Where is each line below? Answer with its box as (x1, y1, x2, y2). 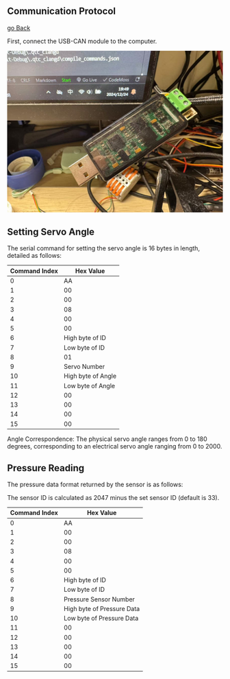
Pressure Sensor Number (64, 595, 136, 603)
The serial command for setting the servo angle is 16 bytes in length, (7, 244, 201, 252)
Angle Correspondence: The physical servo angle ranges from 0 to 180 (7, 435, 207, 443)
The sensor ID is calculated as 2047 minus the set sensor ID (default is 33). (7, 493, 220, 501)
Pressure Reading (7, 462, 84, 474)
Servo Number (64, 363, 105, 371)
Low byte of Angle (64, 381, 115, 390)
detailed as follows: (7, 252, 62, 260)
